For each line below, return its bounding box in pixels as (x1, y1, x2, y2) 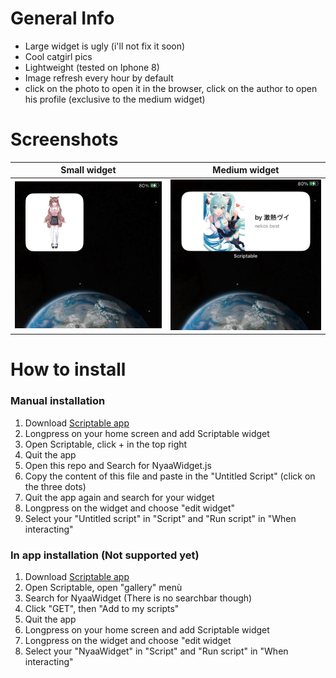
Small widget (60, 164, 117, 176)
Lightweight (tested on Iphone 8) (24, 61, 160, 73)
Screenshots (10, 128, 119, 151)
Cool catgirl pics (24, 50, 93, 62)
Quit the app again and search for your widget (24, 491, 215, 503)
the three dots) (24, 480, 87, 492)
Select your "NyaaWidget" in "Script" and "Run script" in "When (24, 645, 289, 657)
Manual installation (10, 394, 106, 408)
